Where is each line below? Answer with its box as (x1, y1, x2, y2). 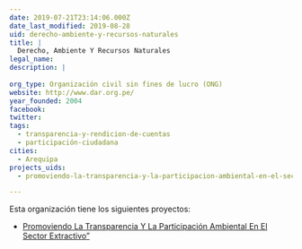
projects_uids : (9, 163, 67, 172)
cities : (9, 146, 39, 155)
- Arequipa (17, 154, 58, 164)
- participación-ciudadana (17, 138, 119, 147)
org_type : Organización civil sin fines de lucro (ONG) (9, 80, 223, 89)
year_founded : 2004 (9, 96, 83, 106)
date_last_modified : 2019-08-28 (9, 21, 130, 30)
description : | (9, 64, 67, 73)
